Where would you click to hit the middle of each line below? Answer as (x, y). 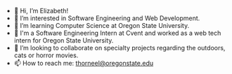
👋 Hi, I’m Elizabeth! (41, 11)
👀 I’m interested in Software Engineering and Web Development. (107, 18)
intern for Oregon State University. (64, 40)
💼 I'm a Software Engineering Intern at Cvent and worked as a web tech (117, 33)
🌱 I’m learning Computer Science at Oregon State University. (102, 25)
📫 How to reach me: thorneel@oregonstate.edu (83, 63)
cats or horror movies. (46, 55)
